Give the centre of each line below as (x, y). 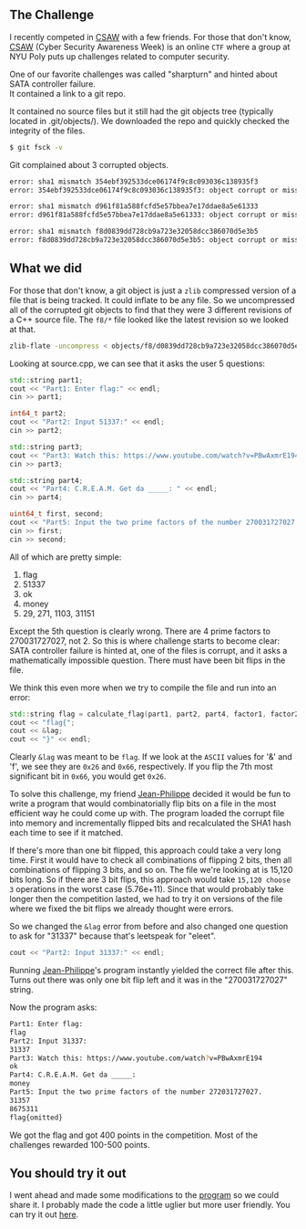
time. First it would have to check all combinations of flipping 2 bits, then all (151, 860)
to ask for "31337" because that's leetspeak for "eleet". (113, 936)
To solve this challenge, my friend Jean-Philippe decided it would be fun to (150, 794)
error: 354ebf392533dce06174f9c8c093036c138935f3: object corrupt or (144, 190)
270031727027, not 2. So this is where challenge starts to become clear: (145, 641)
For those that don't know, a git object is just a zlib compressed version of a (153, 290)
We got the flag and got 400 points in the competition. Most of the (133, 1135)
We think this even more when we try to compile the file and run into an (143, 688)
